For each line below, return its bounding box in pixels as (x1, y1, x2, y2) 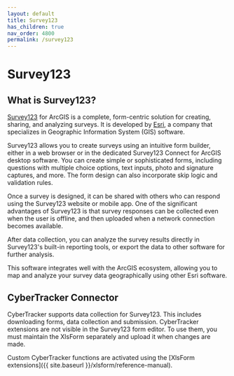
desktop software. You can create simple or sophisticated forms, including (7, 156, 222, 165)
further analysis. (7, 250, 55, 259)
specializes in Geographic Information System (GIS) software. (7, 127, 186, 137)
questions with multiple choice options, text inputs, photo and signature (7, 164, 214, 172)
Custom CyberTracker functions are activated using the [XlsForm (7, 353, 195, 361)
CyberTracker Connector (7, 291, 119, 303)
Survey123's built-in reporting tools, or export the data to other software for (7, 243, 226, 251)
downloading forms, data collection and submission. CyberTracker (7, 317, 199, 326)
